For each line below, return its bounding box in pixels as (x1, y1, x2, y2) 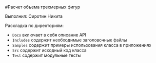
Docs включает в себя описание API (12, 32, 87, 38)
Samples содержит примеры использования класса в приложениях (12, 42, 152, 48)
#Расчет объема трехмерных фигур (5, 4, 80, 10)
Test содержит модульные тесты (12, 52, 81, 58)
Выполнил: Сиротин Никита (5, 13, 63, 19)
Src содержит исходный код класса (12, 48, 87, 53)
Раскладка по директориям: (5, 23, 64, 28)
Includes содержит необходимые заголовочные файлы (12, 37, 127, 43)
